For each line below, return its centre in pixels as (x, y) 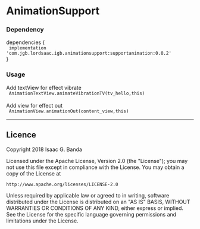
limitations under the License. (42, 221)
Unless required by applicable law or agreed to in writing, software (88, 195)
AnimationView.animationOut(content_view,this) (69, 111)
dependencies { (26, 42)
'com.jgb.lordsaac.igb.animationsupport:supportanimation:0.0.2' (89, 54)
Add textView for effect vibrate (44, 87)
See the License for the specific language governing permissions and (91, 214)
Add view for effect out (35, 105)
